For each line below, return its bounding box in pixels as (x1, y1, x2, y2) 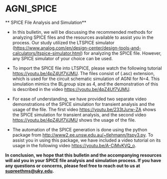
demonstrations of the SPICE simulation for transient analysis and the (12, 101, 155, 107)
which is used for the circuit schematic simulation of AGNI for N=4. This (12, 76, 160, 82)
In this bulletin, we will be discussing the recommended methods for (12, 29, 153, 35)
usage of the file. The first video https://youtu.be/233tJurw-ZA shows (12, 106, 156, 112)
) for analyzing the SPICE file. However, (81, 50, 162, 56)
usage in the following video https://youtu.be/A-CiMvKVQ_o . (12, 142, 137, 148)
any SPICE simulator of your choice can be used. (12, 55, 113, 61)
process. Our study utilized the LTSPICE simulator (12, 39, 115, 45)
